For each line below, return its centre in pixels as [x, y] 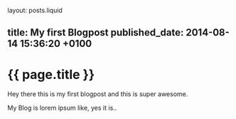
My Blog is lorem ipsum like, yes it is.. [62, 108]
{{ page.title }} [51, 74]
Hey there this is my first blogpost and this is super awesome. [98, 94]
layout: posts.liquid [35, 10]
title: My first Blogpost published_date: [96, 32]
